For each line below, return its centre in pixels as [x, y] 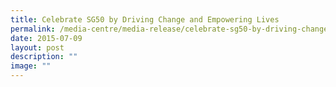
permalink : [33, 29]
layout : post [37, 47]
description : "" [44, 57]
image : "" [31, 66]
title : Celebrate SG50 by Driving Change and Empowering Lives [145, 19]
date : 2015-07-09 [46, 38]
